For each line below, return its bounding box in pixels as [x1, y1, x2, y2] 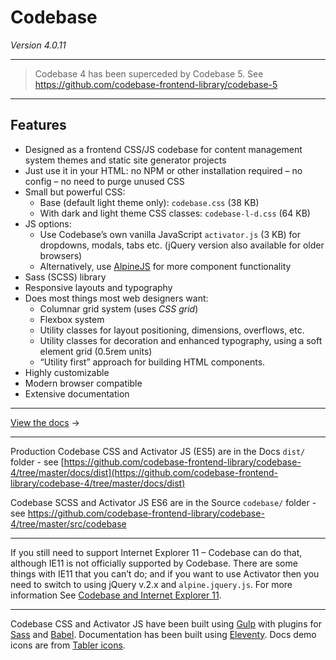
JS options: [24, 217, 72, 230]
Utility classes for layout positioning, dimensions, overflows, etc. [39, 324, 305, 336]
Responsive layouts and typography [24, 281, 173, 293]
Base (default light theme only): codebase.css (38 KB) [39, 196, 260, 208]
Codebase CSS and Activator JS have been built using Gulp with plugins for [10, 617, 322, 630]
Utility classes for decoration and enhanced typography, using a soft [39, 334, 323, 346]
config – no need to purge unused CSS [24, 175, 185, 187]
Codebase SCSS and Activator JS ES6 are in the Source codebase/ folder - [10, 496, 317, 508]
